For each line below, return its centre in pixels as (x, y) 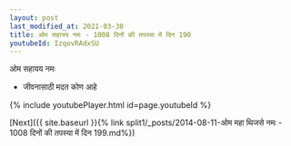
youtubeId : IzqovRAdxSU (55, 43)
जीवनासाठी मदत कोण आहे (60, 87)
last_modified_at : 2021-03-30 (67, 26)
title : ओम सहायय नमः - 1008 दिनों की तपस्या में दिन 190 (100, 34)
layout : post (34, 18)
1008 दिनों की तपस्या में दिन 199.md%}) (72, 133)
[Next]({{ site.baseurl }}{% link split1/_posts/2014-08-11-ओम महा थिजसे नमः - (146, 122)
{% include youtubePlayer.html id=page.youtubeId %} (110, 105)
